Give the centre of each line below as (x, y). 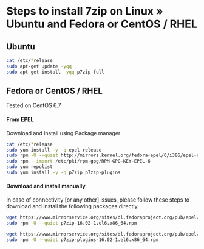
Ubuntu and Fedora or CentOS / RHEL (102, 24)
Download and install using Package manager (63, 133)
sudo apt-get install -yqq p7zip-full (55, 72)
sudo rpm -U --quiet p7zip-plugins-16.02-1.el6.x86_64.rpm (83, 240)
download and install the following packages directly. (73, 206)
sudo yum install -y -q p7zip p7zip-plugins (63, 173)
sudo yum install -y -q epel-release (54, 150)
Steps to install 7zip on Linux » (85, 11)
